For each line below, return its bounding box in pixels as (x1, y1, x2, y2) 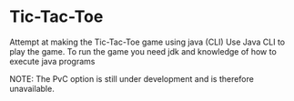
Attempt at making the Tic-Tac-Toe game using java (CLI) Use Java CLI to (9, 36, 285, 47)
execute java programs (9, 56, 96, 66)
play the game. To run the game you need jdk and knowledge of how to (9, 45, 278, 56)
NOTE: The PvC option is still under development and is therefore (9, 73, 255, 84)
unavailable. (9, 83, 55, 94)
